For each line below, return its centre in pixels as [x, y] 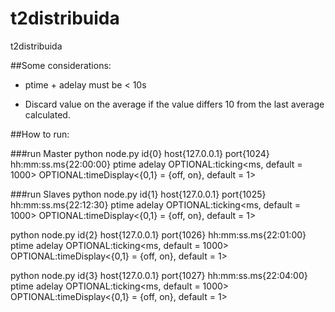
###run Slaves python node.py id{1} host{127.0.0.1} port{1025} [138, 194]
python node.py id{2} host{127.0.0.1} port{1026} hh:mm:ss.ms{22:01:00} [158, 234]
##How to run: [40, 134]
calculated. [47, 114]
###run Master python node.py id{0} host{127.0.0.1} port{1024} [140, 153]
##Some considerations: [61, 65]
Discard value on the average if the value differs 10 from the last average [174, 104]
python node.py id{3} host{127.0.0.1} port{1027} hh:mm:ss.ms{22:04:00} [159, 275]
